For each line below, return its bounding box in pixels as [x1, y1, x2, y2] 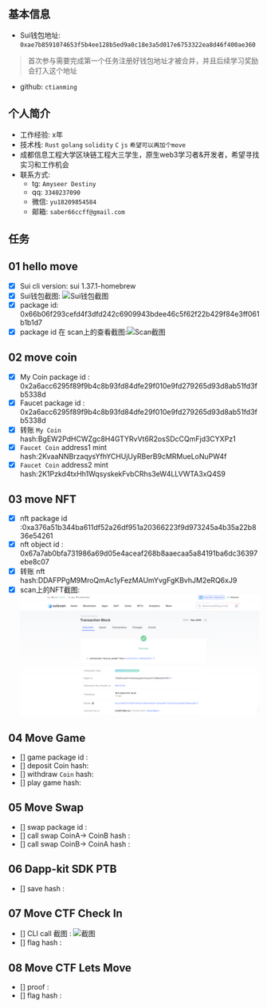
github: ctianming [19, 82, 77, 91]
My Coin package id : [19, 372, 90, 381]
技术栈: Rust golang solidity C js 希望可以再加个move [19, 139, 186, 149]
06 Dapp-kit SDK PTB [8, 863, 117, 876]
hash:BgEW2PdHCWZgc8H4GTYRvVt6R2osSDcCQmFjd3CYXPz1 [19, 434, 237, 444]
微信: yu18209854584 [31, 197, 97, 206]
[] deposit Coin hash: [19, 761, 89, 771]
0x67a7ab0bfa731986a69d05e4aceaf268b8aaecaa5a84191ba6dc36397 [19, 548, 258, 558]
